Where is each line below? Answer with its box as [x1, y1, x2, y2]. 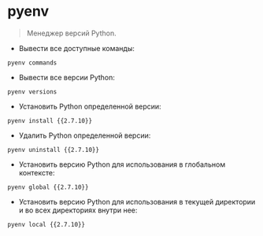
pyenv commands [7, 58, 57, 67]
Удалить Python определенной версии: [18, 131, 151, 140]
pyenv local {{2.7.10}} [7, 220, 86, 228]
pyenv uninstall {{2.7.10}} [7, 146, 100, 153]
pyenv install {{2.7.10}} [7, 116, 92, 124]
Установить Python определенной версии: [18, 101, 162, 111]
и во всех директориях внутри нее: [18, 205, 138, 215]
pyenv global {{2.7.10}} [7, 183, 89, 191]
